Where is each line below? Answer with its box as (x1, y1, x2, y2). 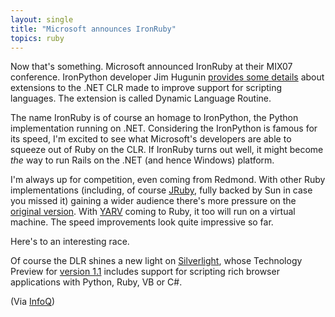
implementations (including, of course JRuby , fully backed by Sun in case (10, 184, 313, 196)
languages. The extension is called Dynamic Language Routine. (10, 92, 272, 105)
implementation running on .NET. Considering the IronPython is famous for (10, 122, 318, 135)
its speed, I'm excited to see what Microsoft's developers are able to (10, 133, 292, 145)
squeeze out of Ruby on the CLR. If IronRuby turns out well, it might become (10, 144, 324, 156)
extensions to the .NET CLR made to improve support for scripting (10, 82, 283, 94)
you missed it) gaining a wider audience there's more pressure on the (10, 195, 297, 207)
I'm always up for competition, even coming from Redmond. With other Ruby (10, 174, 326, 186)
